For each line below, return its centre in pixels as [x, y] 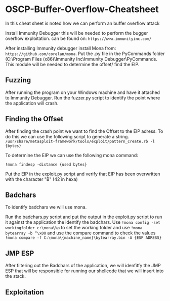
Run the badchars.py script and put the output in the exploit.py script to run [84, 217]
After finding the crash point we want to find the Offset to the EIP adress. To [84, 131]
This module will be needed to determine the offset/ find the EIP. [72, 64]
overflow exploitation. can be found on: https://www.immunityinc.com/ [78, 38]
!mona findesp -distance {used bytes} [46, 164]
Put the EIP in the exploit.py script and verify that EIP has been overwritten [83, 174]
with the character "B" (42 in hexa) [41, 179]
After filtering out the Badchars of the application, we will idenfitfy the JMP [83, 266]
